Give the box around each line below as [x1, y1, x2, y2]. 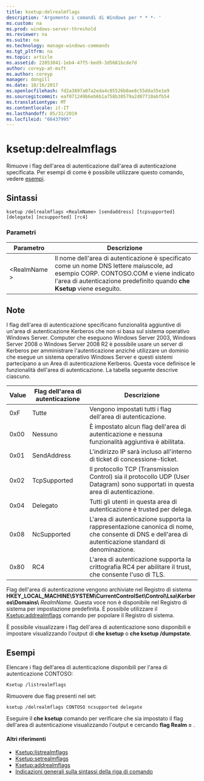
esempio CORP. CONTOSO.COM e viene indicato [54, 269, 195, 278]
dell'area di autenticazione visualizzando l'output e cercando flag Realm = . [6, 721, 195, 728]
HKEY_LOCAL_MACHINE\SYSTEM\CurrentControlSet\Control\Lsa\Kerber [6, 592, 196, 600]
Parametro [13, 244, 45, 252]
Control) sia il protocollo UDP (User [89, 473, 190, 481]
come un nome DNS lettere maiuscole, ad [54, 262, 173, 270]
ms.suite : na [6, 37, 39, 43]
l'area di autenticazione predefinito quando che [54, 277, 190, 285]
